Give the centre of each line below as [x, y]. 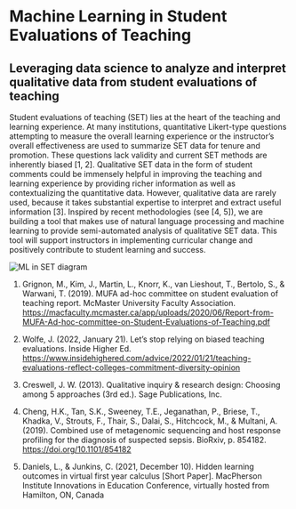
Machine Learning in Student [118, 16]
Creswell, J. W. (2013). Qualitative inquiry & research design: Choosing [151, 385]
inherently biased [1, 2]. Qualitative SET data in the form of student [131, 165]
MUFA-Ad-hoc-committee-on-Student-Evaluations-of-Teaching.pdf [146, 322]
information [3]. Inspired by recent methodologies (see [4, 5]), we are [136, 212]
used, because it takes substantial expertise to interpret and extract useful [145, 202]
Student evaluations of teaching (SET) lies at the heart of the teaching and [145, 117]
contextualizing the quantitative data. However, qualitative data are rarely [143, 193]
